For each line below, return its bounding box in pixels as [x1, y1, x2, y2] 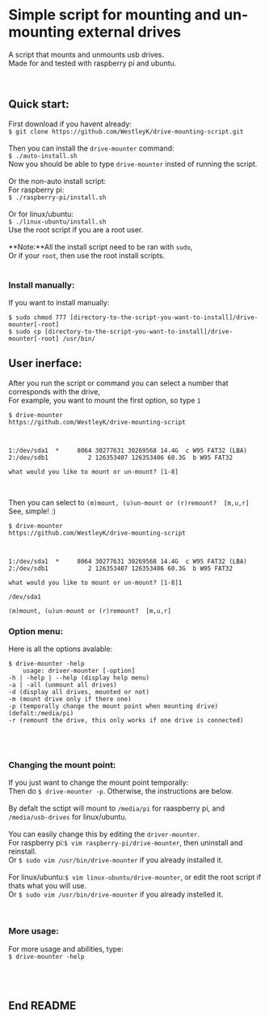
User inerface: [8, 356, 82, 370]
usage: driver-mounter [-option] [23, 667, 136, 675]
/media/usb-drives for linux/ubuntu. [8, 812, 128, 822]
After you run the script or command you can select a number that [8, 378, 229, 388]
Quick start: [8, 97, 70, 111]
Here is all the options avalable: [8, 644, 113, 654]
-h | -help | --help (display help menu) [8, 674, 150, 682]
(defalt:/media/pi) [8, 709, 74, 718]
